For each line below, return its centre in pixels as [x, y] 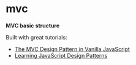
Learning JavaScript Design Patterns [61, 55]
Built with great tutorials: [37, 37]
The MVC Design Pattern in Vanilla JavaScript [72, 49]
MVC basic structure [33, 26]
